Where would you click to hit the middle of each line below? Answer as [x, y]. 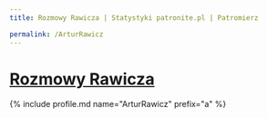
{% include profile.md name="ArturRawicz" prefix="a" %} [118, 104]
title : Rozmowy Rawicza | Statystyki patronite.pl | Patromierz [134, 18]
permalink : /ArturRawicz [56, 34]
